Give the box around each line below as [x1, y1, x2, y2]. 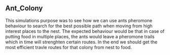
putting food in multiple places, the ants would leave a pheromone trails [5, 33, 155, 39]
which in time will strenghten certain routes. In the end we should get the [5, 39, 158, 45]
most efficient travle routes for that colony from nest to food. [5, 44, 132, 50]
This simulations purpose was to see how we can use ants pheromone [5, 17, 152, 23]
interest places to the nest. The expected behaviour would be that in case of [5, 28, 165, 34]
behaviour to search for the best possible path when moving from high [5, 23, 153, 29]
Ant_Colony [5, 4, 43, 13]
